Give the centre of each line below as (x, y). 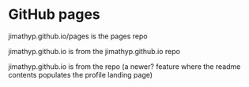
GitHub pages (54, 14)
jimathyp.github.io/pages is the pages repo (78, 36)
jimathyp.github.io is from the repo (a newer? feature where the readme (124, 66)
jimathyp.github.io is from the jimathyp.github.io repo (94, 51)
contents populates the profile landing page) (80, 74)
